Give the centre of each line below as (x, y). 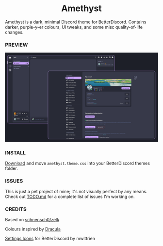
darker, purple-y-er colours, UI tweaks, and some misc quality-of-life (74, 27)
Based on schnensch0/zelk (32, 220)
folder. (11, 168)
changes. (14, 32)
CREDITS (16, 209)
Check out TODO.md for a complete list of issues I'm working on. (70, 197)
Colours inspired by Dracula (33, 229)
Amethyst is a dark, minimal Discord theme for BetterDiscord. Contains (76, 22)
